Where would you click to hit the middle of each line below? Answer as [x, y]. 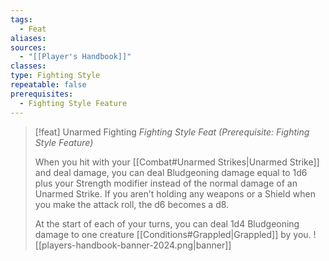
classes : [28, 66]
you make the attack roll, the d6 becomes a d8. [132, 204]
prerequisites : [42, 94]
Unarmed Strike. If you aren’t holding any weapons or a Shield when [175, 193]
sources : [28, 47]
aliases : [28, 38]
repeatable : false [48, 85]
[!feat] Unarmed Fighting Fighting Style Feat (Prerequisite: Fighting [172, 132]
